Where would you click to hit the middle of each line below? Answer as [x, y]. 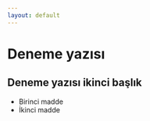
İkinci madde [39, 109]
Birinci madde [41, 101]
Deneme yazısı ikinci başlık [75, 83]
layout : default [34, 15]
